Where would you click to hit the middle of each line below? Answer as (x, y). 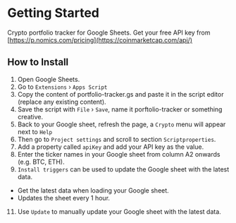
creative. (30, 116)
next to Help (35, 131)
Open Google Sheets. (49, 79)
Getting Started (54, 13)
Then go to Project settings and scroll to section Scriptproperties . (117, 139)
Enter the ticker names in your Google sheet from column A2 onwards (119, 154)
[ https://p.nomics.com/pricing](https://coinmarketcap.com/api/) (100, 40)
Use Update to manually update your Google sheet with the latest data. (119, 211)
